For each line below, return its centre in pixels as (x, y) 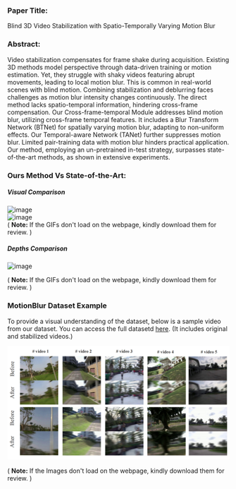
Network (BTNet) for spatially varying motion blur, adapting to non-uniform (116, 127)
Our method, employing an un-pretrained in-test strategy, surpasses (107, 150)
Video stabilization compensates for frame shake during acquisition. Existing (118, 59)
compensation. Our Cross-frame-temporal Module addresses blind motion (115, 112)
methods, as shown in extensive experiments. (104, 157)
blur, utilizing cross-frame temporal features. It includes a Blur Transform (113, 119)
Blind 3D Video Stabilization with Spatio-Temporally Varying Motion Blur (112, 26)
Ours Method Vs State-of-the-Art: (67, 175)
